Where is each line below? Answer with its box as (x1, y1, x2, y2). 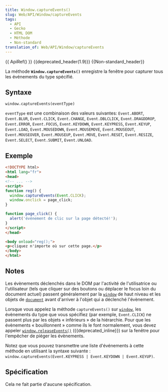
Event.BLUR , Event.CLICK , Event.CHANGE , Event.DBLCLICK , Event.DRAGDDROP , (5, 116, 156, 122)
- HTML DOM (10, 31, 33, 36)
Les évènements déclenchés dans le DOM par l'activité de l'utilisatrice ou (5, 280, 157, 286)
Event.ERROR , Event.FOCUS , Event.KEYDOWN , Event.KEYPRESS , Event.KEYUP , (5, 121, 151, 127)
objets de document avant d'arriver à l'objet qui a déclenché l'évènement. (5, 296, 155, 302)
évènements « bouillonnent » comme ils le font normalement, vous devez (5, 322, 156, 328)
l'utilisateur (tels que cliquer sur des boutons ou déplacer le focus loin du (5, 285, 156, 291)
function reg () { (5, 188, 42, 193)
